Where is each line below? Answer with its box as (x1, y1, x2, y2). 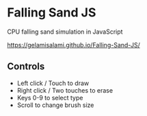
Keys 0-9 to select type (16, 93, 83, 102)
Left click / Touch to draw (16, 79, 90, 87)
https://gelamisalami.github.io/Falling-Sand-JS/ (7, 40, 140, 49)
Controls (7, 60, 45, 73)
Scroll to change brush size (16, 101, 94, 109)
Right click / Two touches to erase (16, 86, 113, 94)
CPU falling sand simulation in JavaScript (7, 27, 123, 36)
